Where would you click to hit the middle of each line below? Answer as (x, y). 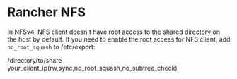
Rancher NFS (47, 12)
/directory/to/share (35, 60)
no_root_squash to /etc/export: (51, 47)
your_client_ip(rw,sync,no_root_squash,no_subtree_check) (93, 68)
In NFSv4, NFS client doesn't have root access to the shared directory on (114, 32)
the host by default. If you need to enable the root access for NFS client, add (119, 39)
